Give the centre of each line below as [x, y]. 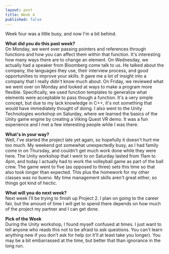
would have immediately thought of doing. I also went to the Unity [74, 108]
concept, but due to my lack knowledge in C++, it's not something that [79, 103]
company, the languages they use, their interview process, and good [77, 71]
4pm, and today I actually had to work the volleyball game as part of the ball [84, 162]
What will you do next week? [36, 193]
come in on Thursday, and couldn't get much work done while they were [81, 151]
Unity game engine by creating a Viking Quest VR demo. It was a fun [77, 119]
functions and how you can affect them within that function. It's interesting [83, 54]
